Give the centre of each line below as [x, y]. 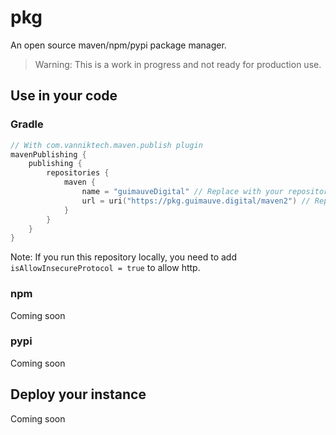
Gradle [27, 124]
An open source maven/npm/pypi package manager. [118, 45]
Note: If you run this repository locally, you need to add [123, 257]
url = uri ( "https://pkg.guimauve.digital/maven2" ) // [196, 201]
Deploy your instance [78, 394]
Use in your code [64, 96]
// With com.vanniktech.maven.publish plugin [106, 145]
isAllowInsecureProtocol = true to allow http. [105, 268]
